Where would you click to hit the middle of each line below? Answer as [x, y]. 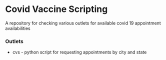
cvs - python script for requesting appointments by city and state [79, 52]
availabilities [18, 28]
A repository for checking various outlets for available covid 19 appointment [83, 23]
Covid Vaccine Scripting [56, 9]
